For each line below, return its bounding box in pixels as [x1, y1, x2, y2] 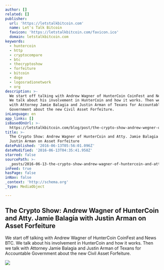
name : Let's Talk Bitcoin [9, 25, 62, 30]
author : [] [5, 7, 27, 12]
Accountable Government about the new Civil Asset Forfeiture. [5, 250, 131, 256]
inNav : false [5, 175, 32, 180]
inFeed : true [5, 166, 32, 171]
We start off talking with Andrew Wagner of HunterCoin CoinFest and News [5, 235, 157, 241]
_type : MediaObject [5, 184, 45, 189]
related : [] [5, 12, 29, 17]
